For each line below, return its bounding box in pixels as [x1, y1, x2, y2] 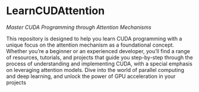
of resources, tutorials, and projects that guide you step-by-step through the [6, 54, 193, 61]
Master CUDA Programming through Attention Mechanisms [6, 24, 151, 31]
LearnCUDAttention [6, 4, 105, 18]
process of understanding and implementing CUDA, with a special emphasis [6, 60, 193, 67]
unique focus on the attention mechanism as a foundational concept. [6, 41, 174, 48]
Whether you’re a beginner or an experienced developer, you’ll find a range [6, 47, 190, 54]
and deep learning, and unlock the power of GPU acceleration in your [6, 73, 176, 80]
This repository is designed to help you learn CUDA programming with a [6, 35, 182, 42]
